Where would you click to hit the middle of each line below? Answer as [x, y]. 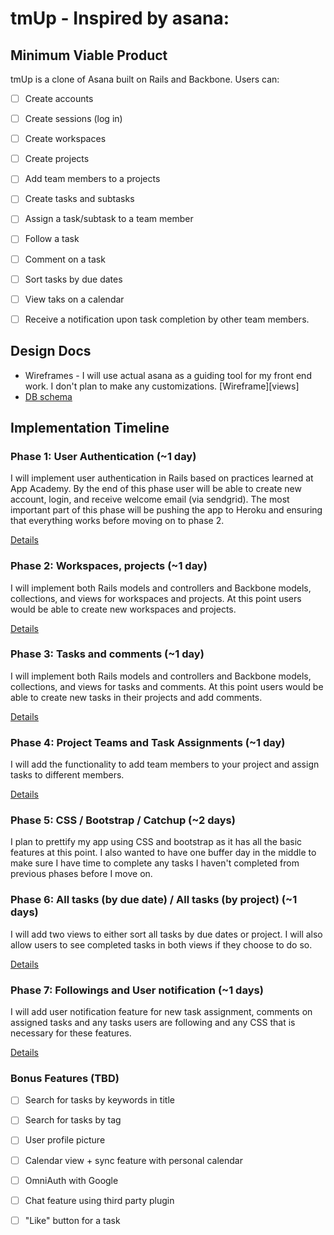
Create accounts [59, 98]
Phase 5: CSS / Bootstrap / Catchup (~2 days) [123, 820]
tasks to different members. [67, 775]
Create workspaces [65, 139]
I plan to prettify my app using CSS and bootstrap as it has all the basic [156, 842]
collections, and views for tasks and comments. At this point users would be [167, 686]
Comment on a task [65, 259]
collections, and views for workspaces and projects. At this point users [156, 598]
